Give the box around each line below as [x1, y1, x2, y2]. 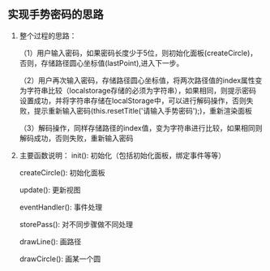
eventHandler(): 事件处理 [19, 202, 103, 212]
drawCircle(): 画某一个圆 [19, 254, 101, 264]
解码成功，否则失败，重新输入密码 [19, 133, 134, 143]
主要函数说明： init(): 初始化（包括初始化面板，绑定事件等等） [19, 150, 226, 160]
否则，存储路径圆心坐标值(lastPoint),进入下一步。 [19, 58, 184, 67]
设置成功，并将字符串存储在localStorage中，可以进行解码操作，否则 [19, 96, 246, 105]
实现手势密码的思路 [7, 7, 104, 22]
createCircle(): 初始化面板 [19, 167, 105, 177]
